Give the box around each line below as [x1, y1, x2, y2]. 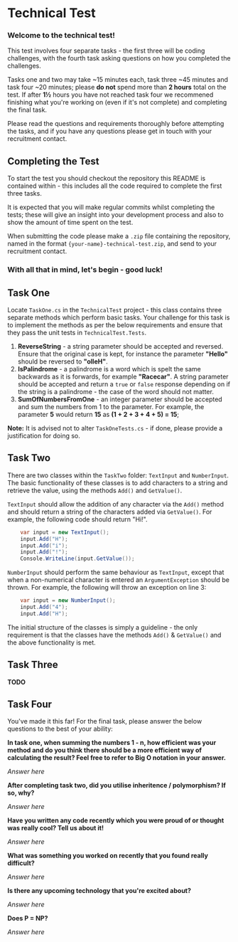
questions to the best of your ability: [7, 724, 114, 734]
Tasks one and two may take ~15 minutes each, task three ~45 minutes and [7, 75, 229, 84]
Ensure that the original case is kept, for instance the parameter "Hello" [17, 350, 229, 359]
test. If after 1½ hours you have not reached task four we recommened [7, 90, 214, 99]
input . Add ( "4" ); [20, 603, 69, 611]
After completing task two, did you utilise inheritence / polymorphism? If [7, 781, 226, 790]
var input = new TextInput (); [20, 529, 110, 536]
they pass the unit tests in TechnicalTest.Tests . [7, 329, 147, 337]
